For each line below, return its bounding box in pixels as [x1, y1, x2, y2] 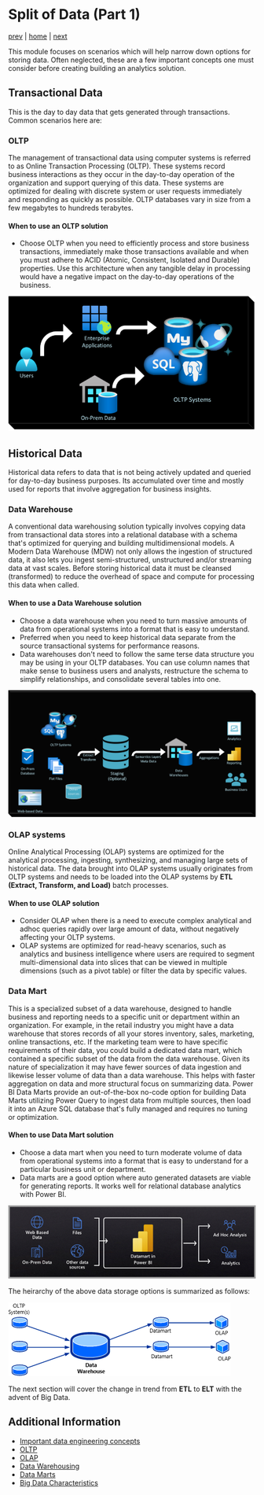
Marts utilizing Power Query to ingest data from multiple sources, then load [8, 1095, 251, 1105]
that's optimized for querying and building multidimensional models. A [8, 539, 235, 548]
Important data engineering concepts [19, 1436, 141, 1445]
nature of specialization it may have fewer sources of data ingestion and [8, 1062, 242, 1071]
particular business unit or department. [19, 1164, 147, 1173]
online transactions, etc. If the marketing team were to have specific [8, 1037, 229, 1047]
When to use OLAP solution [8, 898, 100, 908]
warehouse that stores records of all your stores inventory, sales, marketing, [8, 1029, 255, 1038]
